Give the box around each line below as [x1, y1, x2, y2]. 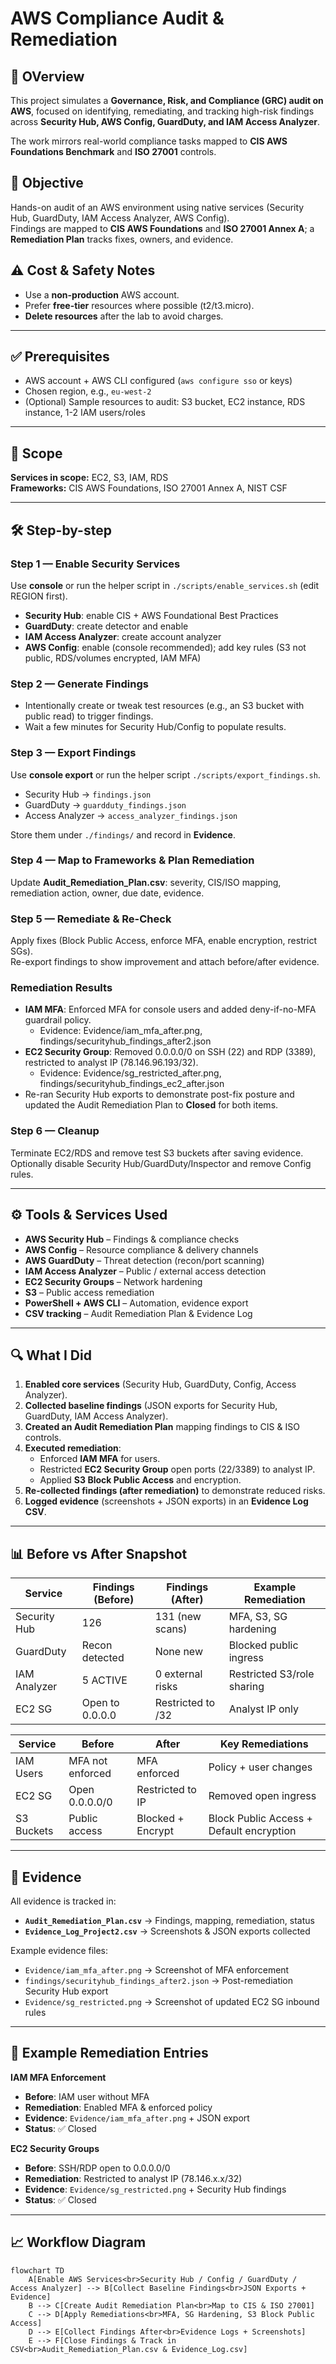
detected [81, 1651, 125, 1665]
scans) [154, 1622, 188, 1636]
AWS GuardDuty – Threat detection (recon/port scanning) [24, 1254, 265, 1266]
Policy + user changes [208, 1760, 313, 1774]
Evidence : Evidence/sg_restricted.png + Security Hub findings [24, 2183, 287, 2195]
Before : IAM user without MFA [24, 2090, 150, 2102]
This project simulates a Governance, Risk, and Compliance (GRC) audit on [10, 95, 324, 106]
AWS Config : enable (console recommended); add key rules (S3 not [24, 641, 307, 653]
